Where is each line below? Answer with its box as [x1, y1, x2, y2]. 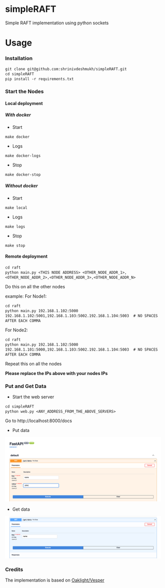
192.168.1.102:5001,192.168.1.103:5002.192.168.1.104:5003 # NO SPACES [5, 314, 158, 319]
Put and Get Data [5, 383, 47, 389]
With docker [5, 111, 31, 117]
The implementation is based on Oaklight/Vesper [5, 577, 105, 583]
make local [5, 205, 28, 210]
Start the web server [12, 394, 54, 400]
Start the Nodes [5, 88, 44, 95]
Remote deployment [5, 254, 48, 260]
